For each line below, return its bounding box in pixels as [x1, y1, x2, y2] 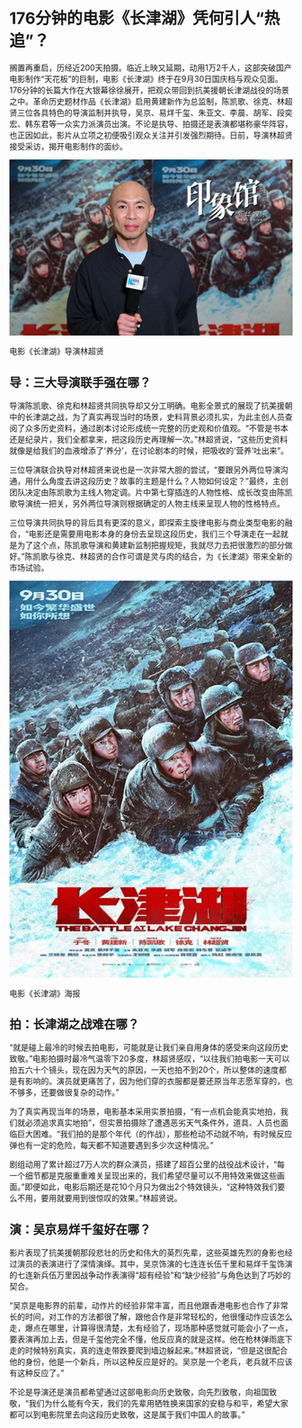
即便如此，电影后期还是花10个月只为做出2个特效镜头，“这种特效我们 [24, 1181, 278, 1192]
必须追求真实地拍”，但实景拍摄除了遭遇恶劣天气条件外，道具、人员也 [24, 1118, 281, 1128]
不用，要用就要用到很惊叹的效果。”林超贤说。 [16, 1193, 182, 1204]
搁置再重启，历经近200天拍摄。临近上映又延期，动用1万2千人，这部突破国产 [9, 62, 292, 73]
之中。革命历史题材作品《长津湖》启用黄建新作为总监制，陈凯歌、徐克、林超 [9, 95, 293, 106]
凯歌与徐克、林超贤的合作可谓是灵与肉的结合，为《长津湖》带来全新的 [32, 551, 293, 562]
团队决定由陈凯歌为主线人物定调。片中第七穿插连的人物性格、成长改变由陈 [9, 487, 285, 498]
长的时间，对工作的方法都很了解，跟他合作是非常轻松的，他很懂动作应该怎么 [9, 1311, 293, 1323]
